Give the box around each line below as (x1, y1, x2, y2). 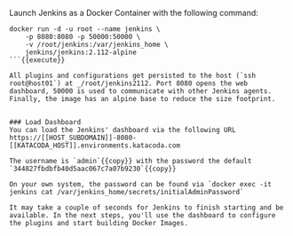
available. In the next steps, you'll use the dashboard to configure (9, 211, 276, 220)
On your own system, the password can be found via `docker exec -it (9, 180, 273, 189)
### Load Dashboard (9, 118, 82, 127)
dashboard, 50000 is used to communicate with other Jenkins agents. (9, 87, 273, 96)
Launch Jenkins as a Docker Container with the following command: (9, 8, 259, 18)
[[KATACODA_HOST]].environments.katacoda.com (9, 141, 180, 150)
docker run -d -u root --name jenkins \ (9, 25, 162, 34)
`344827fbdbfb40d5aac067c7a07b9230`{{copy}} (9, 164, 177, 173)
